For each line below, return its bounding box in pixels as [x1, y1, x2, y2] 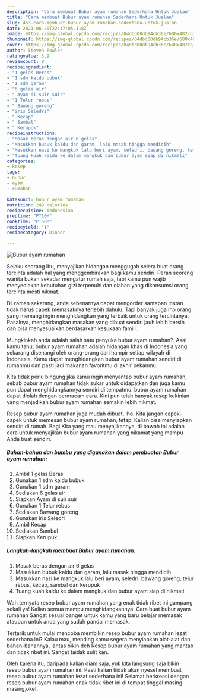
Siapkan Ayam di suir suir [15, 495, 78, 503]
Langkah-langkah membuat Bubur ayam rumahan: [7, 547, 136, 554]
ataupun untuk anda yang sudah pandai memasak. [7, 618, 131, 625]
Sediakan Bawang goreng [15, 508, 79, 515]
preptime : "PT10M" [7, 213, 52, 219]
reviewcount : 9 [7, 58, 45, 64]
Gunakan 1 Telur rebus [15, 502, 71, 509]
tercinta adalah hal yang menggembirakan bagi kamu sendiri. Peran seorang [7, 269, 193, 276]
